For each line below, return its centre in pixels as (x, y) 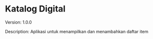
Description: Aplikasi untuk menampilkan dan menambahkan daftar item (77, 31)
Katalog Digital (35, 9)
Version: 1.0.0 (19, 22)
